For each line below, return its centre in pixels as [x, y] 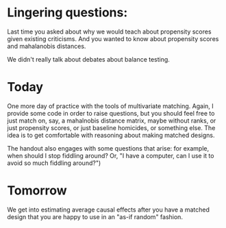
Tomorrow [37, 191]
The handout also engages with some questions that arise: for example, [108, 148]
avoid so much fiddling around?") [54, 163]
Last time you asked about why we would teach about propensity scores [109, 31]
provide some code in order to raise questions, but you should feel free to [111, 113]
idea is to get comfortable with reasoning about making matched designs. [111, 135]
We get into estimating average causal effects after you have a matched [109, 210]
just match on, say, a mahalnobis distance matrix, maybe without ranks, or [112, 121]
